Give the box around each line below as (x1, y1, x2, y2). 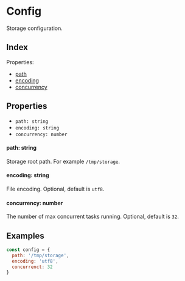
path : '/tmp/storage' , (12, 252, 69, 258)
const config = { (6, 246, 51, 253)
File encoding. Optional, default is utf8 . (6, 185, 105, 192)
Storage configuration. (6, 24, 63, 32)
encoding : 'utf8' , (12, 258, 59, 264)
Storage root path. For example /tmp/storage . (6, 158, 120, 165)
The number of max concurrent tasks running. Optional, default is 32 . (6, 213, 180, 221)
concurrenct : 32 (12, 264, 53, 270)
